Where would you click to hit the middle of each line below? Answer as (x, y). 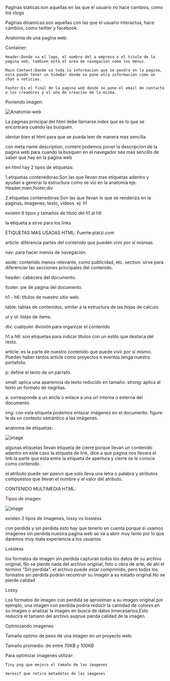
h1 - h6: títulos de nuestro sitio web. (43, 297)
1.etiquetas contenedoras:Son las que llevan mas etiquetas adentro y (77, 177)
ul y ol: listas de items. (28, 317)
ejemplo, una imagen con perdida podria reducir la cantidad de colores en (82, 605)
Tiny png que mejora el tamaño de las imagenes (57, 665)
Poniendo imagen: (24, 102)
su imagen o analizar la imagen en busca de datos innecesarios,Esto (77, 611)
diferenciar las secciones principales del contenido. (59, 268)
